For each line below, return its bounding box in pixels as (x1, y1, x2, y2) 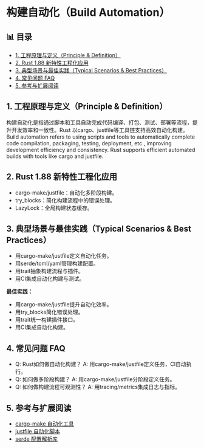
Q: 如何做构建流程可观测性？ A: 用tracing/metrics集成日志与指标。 (15, 384, 181, 391)
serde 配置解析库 (15, 435, 58, 443)
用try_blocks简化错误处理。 (15, 308, 84, 316)
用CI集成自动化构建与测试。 (15, 275, 85, 283)
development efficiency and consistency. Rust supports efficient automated (6, 146, 195, 153)
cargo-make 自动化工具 (15, 420, 74, 427)
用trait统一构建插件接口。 (15, 316, 79, 323)
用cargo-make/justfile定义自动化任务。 (15, 252, 112, 260)
